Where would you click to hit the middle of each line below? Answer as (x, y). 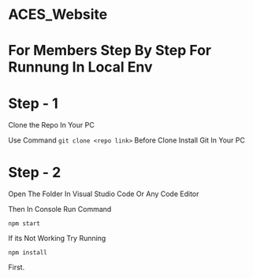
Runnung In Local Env (80, 67)
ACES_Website (58, 15)
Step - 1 (33, 103)
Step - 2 (35, 172)
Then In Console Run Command (60, 209)
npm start (24, 224)
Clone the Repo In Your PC (51, 125)
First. (17, 267)
